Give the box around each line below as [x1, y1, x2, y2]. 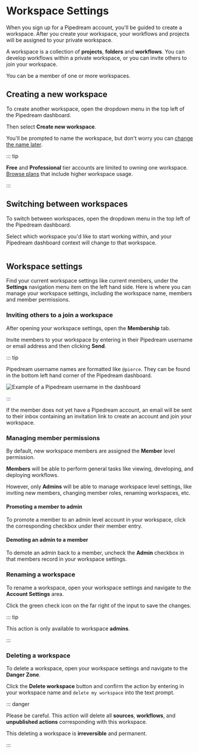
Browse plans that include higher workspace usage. [6, 170, 133, 177]
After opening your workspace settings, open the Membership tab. [6, 324, 170, 331]
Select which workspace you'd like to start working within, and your [6, 233, 172, 240]
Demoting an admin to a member [6, 536, 89, 543]
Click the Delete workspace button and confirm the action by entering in [6, 682, 184, 689]
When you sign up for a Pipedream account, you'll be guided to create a [6, 24, 182, 31]
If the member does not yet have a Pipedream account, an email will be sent [6, 406, 192, 413]
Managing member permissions [6, 434, 100, 442]
